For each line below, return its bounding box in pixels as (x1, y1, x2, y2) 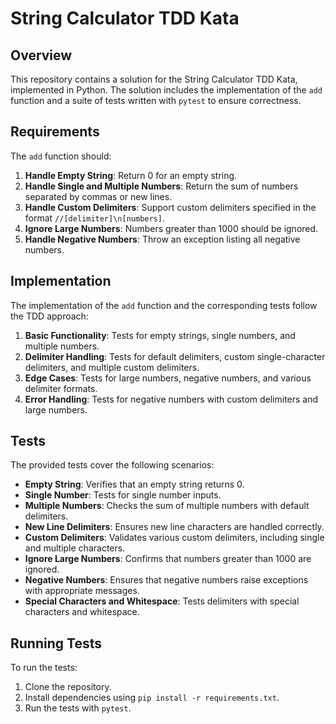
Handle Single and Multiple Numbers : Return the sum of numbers (24, 180, 299, 192)
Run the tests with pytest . (24, 702, 132, 714)
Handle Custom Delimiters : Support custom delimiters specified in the (24, 201, 317, 213)
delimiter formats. (24, 382, 98, 394)
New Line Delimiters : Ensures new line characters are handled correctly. (24, 521, 325, 533)
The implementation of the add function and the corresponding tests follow (10, 299, 318, 311)
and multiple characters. (24, 542, 126, 554)
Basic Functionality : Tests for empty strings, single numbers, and (24, 329, 296, 341)
